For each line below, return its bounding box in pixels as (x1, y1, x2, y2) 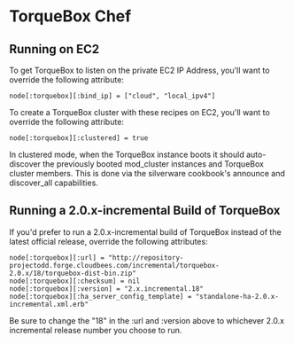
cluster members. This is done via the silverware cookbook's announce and (9, 168, 286, 178)
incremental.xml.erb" (9, 300, 89, 309)
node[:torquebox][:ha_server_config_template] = (9, 292, 192, 301)
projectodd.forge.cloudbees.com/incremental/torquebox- (9, 261, 220, 270)
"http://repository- (107, 253, 184, 262)
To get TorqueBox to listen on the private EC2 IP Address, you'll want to (9, 65, 270, 75)
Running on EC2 (9, 42, 100, 57)
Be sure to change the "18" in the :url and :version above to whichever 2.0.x (9, 315, 285, 325)
